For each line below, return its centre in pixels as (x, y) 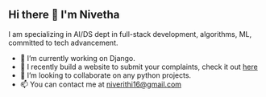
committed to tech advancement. (63, 42)
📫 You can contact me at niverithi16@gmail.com (101, 84)
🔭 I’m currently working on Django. (77, 58)
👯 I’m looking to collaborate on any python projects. (106, 75)
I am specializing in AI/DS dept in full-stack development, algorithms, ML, (130, 34)
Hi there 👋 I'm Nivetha (64, 15)
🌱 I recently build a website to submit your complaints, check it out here (139, 67)
